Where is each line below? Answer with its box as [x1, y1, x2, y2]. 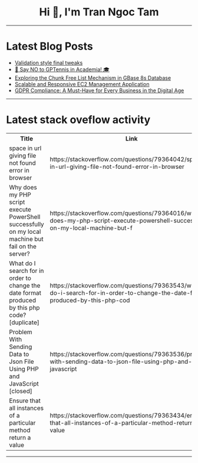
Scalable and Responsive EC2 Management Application [14, 80, 150, 87]
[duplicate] [9, 318, 39, 327]
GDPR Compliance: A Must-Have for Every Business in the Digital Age [14, 87, 184, 94]
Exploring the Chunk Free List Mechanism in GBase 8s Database [14, 74, 171, 81]
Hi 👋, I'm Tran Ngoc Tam [39, 5, 159, 19]
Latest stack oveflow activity [6, 113, 151, 126]
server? [9, 249, 31, 257]
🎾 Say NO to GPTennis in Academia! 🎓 [14, 66, 110, 73]
